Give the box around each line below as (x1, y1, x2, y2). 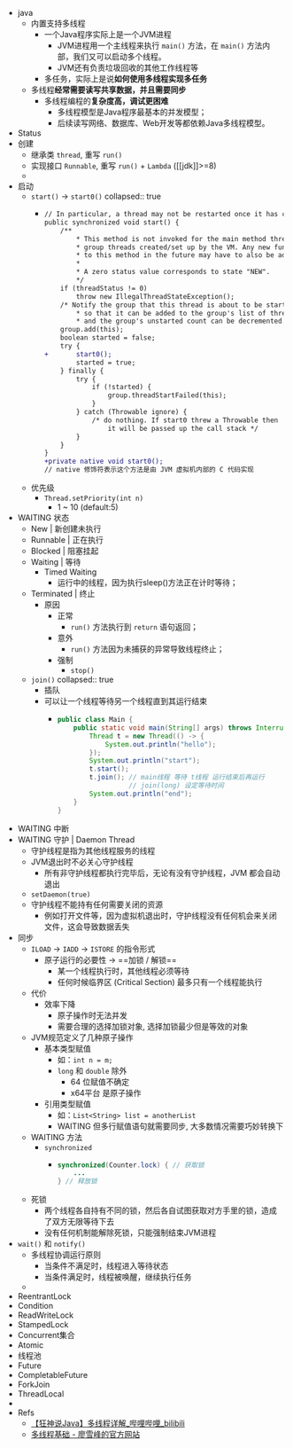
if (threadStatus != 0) (60, 284, 148, 293)
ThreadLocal (17, 1389, 65, 1399)
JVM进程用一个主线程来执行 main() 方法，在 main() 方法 (57, 40, 263, 51)
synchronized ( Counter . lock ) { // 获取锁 (57, 1161, 205, 1170)
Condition (17, 1301, 54, 1311)
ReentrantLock (17, 1291, 72, 1302)
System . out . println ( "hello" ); (104, 740, 217, 748)
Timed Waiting (43, 567, 97, 577)
